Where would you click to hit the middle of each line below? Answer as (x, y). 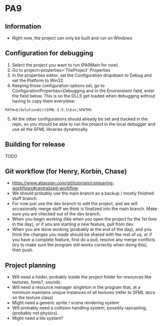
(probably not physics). (35, 313)
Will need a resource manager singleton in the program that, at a (76, 287)
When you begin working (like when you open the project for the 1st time (84, 219)
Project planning (30, 265)
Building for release (35, 144)
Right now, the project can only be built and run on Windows (72, 38)
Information (23, 26)
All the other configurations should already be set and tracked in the (80, 119)
